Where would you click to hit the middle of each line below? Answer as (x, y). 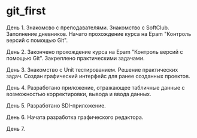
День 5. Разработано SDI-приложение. (56, 105)
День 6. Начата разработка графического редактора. (75, 117)
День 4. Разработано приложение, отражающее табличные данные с (96, 87)
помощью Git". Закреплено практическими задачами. (75, 58)
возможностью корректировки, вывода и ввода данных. (79, 94)
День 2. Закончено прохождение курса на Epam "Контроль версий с (95, 51)
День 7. (16, 128)
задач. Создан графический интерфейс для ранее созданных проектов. (98, 76)
